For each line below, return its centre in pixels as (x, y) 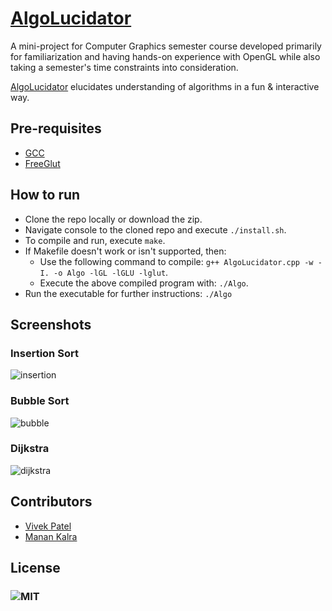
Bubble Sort (40, 401)
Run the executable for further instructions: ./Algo (128, 293)
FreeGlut (42, 163)
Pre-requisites (56, 128)
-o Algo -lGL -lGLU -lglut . (111, 272)
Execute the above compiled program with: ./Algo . (144, 283)
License (35, 568)
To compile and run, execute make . (95, 240)
